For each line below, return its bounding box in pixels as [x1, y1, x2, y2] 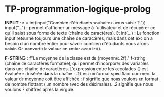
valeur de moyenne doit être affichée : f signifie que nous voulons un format [5, 76, 159, 82]
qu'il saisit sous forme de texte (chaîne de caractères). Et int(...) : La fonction [5, 30, 160, 36]
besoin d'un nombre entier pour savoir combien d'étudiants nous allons [5, 40, 149, 46]
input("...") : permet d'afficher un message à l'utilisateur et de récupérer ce [5, 24, 156, 30]
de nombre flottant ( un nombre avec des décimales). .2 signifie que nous [5, 81, 153, 87]
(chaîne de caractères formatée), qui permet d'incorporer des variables [5, 60, 149, 66]
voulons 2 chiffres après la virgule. [5, 86, 75, 92]
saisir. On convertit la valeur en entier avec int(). [5, 46, 102, 51]
